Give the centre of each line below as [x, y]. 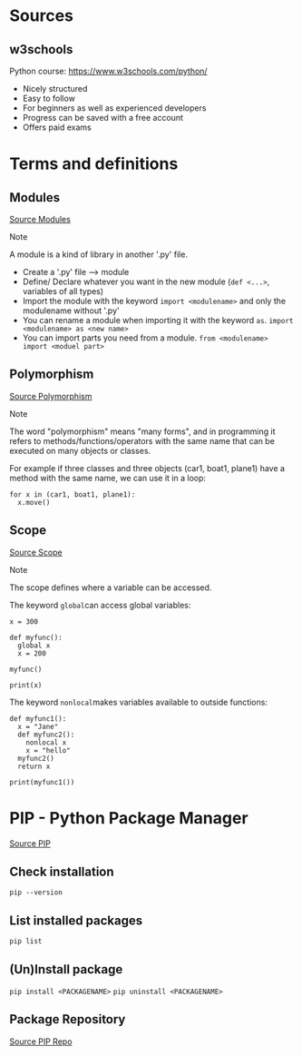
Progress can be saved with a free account [103, 118]
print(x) [26, 685]
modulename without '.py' [71, 311]
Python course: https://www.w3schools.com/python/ [108, 71]
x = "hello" [48, 750]
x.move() [34, 502]
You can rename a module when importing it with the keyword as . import [158, 320]
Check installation [62, 871]
